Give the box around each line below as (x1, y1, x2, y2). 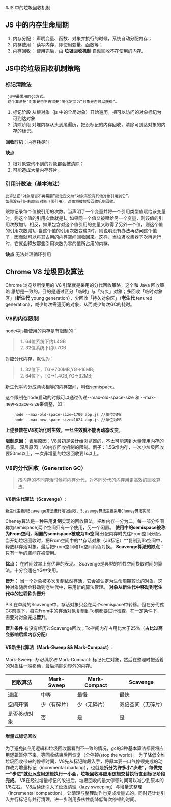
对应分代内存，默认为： (5, 356, 54, 362)
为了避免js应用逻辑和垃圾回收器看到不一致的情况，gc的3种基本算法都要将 (5, 745, 160, 751)
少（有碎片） (40, 701, 72, 708)
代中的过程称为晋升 (5, 590, 46, 597)
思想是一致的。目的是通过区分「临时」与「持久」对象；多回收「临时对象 (11, 288, 163, 294)
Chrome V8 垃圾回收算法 (5, 267, 84, 276)
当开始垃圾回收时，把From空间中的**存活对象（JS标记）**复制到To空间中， (5, 537, 165, 544)
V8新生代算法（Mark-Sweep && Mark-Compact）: (5, 644, 113, 650)
